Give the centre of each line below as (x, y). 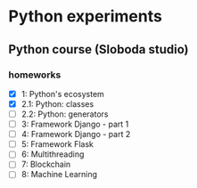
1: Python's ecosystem (62, 94)
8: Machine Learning (59, 175)
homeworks (35, 75)
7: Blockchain (46, 164)
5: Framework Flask (57, 144)
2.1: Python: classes (57, 103)
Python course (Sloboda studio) (98, 49)
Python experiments (85, 16)
